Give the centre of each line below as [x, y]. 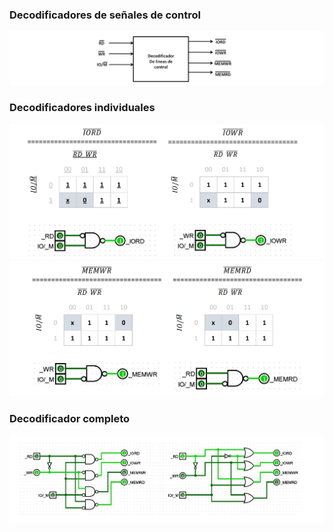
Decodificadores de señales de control [105, 15]
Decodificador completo [70, 419]
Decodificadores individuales [82, 108]
